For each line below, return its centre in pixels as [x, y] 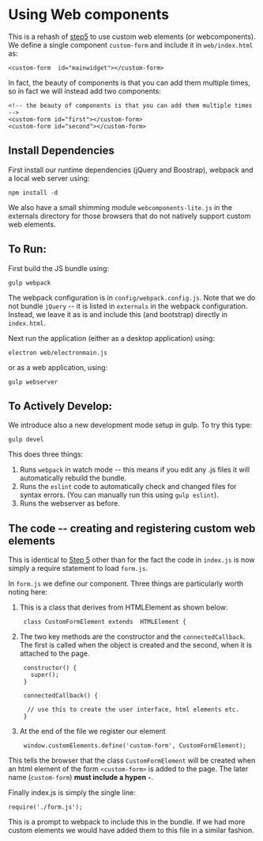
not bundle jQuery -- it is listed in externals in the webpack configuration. [128, 306]
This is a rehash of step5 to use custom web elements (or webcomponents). [132, 36]
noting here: [28, 592]
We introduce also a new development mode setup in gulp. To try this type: [130, 425]
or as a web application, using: [58, 367]
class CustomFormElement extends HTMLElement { [105, 622]
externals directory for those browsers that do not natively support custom [130, 216]
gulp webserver [33, 382]
